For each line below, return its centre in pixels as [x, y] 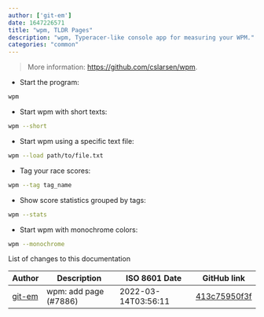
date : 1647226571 [37, 23]
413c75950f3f [224, 297]
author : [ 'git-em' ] [40, 15]
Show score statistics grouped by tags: [83, 200]
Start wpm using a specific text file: [77, 141]
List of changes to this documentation [70, 259]
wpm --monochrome [37, 244]
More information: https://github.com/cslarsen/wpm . [112, 67]
